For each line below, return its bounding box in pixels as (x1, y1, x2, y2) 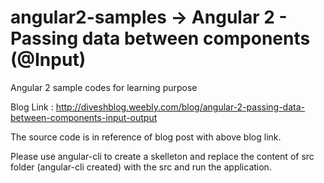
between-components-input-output (10, 111, 158, 123)
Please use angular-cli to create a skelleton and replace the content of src (10, 150, 315, 162)
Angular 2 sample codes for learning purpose (10, 81, 198, 93)
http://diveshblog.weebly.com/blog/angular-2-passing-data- (55, 101, 306, 113)
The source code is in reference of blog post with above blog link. (10, 131, 282, 143)
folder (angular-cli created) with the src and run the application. (10, 161, 272, 173)
